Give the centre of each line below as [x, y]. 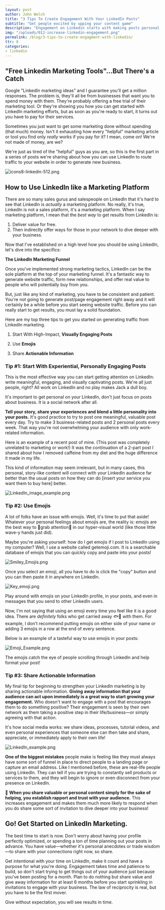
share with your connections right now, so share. [64, 851]
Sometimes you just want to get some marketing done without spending [78, 126]
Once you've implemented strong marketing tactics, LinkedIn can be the [78, 269]
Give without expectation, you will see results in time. [59, 902]
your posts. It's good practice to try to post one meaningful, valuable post [80, 417]
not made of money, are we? [34, 142]
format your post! [23, 663]
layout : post [18, 10]
